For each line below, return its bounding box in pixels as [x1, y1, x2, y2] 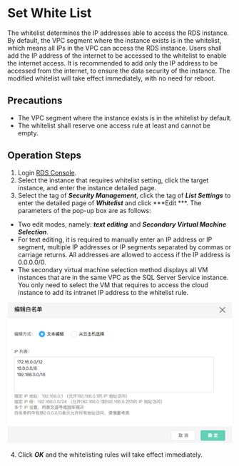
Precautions [7, 95, 63, 107]
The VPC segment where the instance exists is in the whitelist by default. [17, 113, 233, 122]
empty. [17, 128, 39, 137]
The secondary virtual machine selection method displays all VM [17, 265, 208, 274]
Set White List [7, 5, 92, 21]
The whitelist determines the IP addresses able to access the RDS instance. [7, 29, 230, 37]
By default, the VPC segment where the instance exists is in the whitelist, [7, 36, 222, 44]
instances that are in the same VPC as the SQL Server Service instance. [17, 273, 229, 281]
